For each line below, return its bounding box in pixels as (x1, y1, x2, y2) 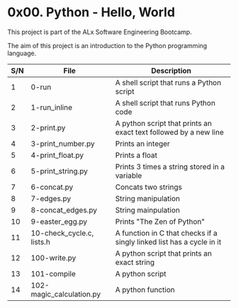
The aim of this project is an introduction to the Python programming (7, 41, 208, 50)
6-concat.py (30, 182, 74, 192)
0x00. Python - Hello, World (7, 4, 176, 21)
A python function (115, 285, 175, 295)
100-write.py (30, 253, 76, 263)
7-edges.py (30, 193, 72, 203)
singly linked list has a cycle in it (115, 236, 222, 246)
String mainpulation (115, 205, 181, 215)
